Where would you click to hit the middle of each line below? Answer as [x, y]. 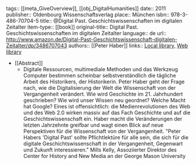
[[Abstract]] [29, 63]
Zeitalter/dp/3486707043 [37, 45]
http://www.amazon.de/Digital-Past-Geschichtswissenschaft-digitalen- [92, 39]
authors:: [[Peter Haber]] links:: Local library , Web [128, 45]
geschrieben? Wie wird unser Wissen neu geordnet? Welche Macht [104, 100]
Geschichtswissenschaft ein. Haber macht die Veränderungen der [103, 119]
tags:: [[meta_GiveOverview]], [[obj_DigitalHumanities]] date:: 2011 [86, 8]
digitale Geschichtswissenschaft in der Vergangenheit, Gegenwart [103, 143]
